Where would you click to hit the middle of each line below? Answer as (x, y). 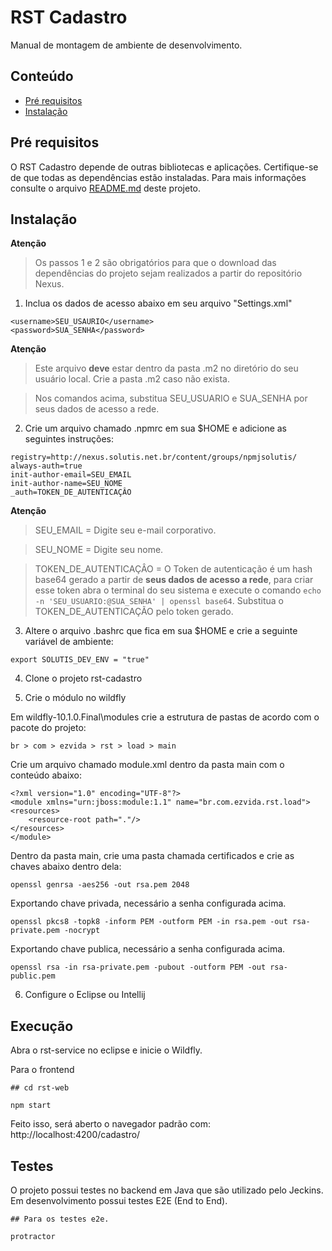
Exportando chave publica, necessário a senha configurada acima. (148, 949)
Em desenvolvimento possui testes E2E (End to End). (119, 1200)
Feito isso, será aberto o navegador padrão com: (110, 1124)
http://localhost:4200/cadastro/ (75, 1135)
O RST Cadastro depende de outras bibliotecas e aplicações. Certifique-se (164, 167)
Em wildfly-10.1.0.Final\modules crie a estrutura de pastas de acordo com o (165, 717)
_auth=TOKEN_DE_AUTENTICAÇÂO (71, 492)
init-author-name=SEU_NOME (66, 484)
